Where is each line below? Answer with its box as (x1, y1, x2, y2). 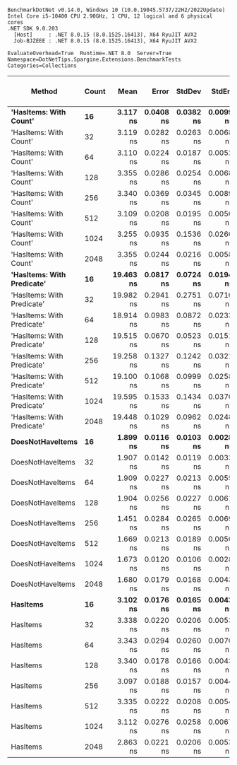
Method (30, 86, 58, 96)
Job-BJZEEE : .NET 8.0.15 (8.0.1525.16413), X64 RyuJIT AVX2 (13, 37, 197, 45)
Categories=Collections (7, 62, 78, 69)
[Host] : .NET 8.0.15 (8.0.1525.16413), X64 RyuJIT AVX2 (13, 31, 197, 38)
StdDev (176, 86, 202, 96)
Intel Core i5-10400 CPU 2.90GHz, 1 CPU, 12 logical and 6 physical (7, 13, 213, 20)
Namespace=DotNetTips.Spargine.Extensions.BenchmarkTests (7, 56, 181, 63)
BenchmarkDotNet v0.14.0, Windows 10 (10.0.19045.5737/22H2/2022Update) (7, 6, 226, 13)
